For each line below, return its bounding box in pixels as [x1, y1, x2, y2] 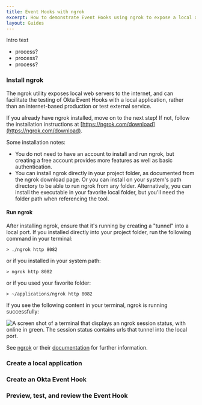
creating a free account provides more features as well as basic [14, 156, 173, 164]
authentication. [14, 163, 52, 170]
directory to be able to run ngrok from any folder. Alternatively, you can [14, 182, 191, 190]
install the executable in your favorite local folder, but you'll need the [14, 188, 185, 196]
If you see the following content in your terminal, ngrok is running [6, 301, 168, 309]
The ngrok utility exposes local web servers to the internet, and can [6, 90, 174, 97]
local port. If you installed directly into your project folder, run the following [6, 228, 191, 235]
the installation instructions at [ [6, 120, 83, 128]
